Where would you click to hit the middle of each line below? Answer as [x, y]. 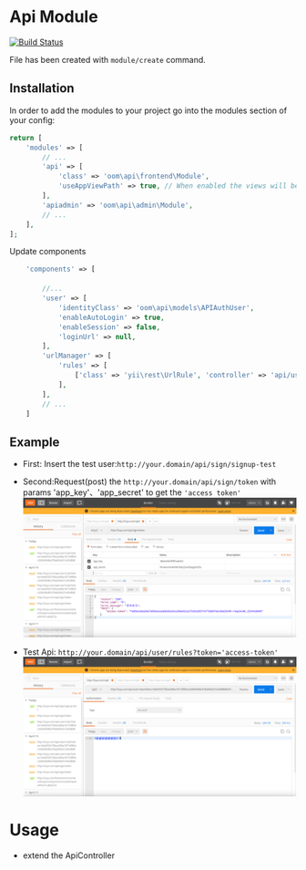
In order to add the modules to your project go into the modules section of [148, 110]
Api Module [54, 17]
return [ [26, 138]
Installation [42, 88]
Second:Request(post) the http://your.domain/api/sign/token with [149, 482]
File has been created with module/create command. [108, 59]
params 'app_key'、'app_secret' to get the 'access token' [132, 492]
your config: [32, 119]
